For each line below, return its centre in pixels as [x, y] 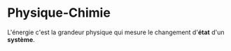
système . [21, 39]
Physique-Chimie [59, 13]
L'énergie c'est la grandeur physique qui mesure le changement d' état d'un [116, 32]
